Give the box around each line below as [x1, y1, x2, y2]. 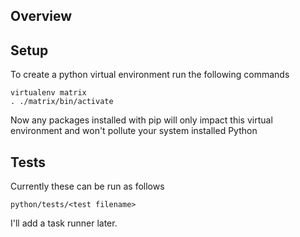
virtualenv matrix [10, 88, 87, 98]
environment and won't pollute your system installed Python [10, 125, 258, 137]
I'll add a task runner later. [10, 217, 118, 229]
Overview [10, 8, 73, 25]
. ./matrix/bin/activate [10, 97, 114, 107]
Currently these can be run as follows [10, 180, 165, 193]
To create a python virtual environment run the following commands [10, 69, 290, 81]
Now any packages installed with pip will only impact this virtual [10, 114, 273, 126]
